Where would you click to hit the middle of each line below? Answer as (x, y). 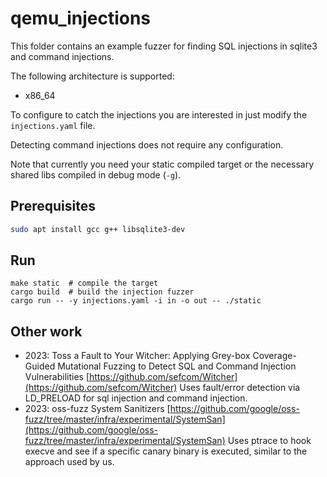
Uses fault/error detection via (240, 388)
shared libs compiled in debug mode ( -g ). (96, 174)
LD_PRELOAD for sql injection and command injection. (136, 398)
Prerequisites (53, 206)
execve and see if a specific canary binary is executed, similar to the (166, 451)
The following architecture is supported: (92, 76)
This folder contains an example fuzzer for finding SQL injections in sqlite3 (164, 46)
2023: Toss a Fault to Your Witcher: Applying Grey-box (137, 356)
